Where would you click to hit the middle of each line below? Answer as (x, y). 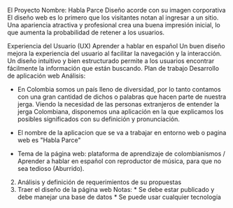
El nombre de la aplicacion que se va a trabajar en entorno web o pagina (122, 133)
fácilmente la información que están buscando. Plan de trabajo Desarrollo (113, 68)
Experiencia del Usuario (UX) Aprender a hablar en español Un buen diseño (116, 46)
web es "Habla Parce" (49, 140)
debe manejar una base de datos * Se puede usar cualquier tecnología (119, 197)
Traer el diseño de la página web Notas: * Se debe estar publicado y (116, 189)
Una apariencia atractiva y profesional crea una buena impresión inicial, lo (114, 25)
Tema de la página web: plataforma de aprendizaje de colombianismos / (121, 154)
